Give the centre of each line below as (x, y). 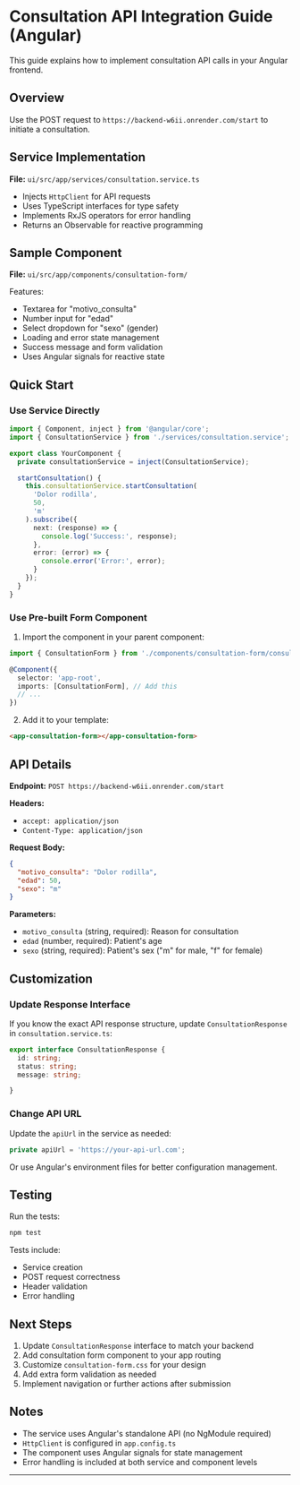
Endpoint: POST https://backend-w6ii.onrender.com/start (117, 785)
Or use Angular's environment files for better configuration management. (144, 1167)
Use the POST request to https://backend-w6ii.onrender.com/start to (139, 119)
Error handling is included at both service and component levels (140, 1462)
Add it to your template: (66, 720)
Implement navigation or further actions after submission (127, 1384)
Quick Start (42, 385)
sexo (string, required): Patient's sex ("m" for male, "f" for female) (142, 950)
